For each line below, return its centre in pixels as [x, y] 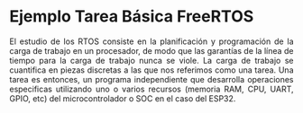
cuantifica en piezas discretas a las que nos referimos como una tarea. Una [151, 70]
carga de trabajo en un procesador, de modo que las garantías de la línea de [151, 50]
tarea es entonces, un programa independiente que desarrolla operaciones [151, 79]
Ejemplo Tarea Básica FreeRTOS [132, 17]
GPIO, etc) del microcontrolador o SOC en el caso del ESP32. [123, 98]
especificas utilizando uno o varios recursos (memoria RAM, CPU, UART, [151, 89]
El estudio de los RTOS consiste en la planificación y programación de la [151, 41]
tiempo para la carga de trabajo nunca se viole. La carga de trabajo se [151, 60]
